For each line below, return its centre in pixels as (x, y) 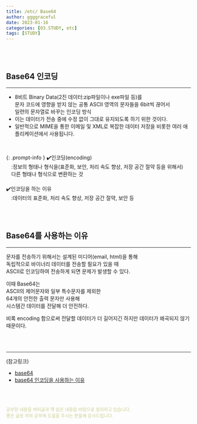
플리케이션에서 (31, 133)
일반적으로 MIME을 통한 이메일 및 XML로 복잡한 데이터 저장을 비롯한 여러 (98, 126)
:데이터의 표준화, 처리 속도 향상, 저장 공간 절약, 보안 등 (72, 198)
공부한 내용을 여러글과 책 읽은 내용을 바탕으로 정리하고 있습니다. (68, 410)
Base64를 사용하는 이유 (47, 236)
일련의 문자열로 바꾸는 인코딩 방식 (53, 112)
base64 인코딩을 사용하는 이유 (50, 380)
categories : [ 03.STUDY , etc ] (42, 28)
